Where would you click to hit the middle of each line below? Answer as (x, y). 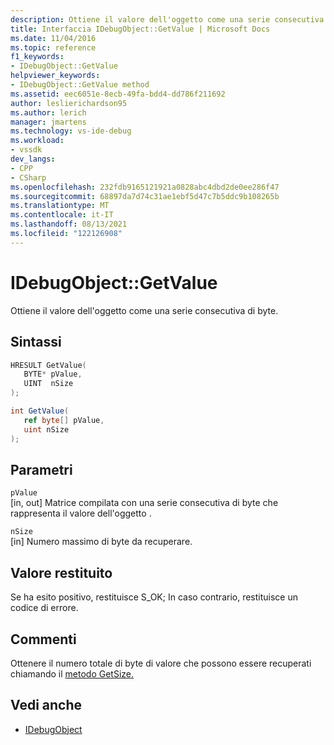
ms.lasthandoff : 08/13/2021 (69, 224)
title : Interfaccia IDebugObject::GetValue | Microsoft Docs (140, 29)
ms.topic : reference (53, 47)
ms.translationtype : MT (60, 206)
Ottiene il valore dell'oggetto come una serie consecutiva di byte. (144, 310)
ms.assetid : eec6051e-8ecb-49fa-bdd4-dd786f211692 (118, 94)
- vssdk (26, 150)
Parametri (41, 469)
